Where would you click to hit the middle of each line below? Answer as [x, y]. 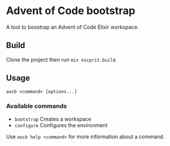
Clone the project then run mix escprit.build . [62, 59]
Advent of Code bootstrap [71, 11]
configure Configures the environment [61, 125]
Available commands [37, 106]
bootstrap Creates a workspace [53, 119]
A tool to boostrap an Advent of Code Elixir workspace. [72, 27]
